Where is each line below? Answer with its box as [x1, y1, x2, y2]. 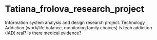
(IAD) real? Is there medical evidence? [5, 30, 81, 36]
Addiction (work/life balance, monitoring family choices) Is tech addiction [5, 24, 152, 30]
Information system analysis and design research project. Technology [5, 20, 145, 25]
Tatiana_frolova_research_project [5, 3, 145, 15]
